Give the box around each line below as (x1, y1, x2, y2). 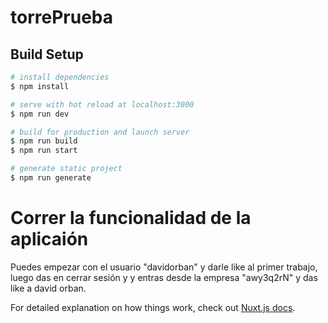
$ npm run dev (10, 109, 70, 119)
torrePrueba (10, 6, 113, 29)
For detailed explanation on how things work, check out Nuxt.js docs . (10, 301, 296, 313)
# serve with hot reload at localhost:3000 (10, 99, 195, 110)
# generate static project (10, 164, 123, 174)
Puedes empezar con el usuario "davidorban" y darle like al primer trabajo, (10, 261, 318, 273)
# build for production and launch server (10, 127, 190, 137)
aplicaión (10, 228, 89, 251)
